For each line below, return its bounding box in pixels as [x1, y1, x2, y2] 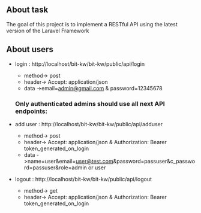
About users [6, 44, 54, 54]
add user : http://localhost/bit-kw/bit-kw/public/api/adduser [14, 120, 163, 127]
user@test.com [76, 157, 114, 165]
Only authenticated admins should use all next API [14, 99, 165, 108]
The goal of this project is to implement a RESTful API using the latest [6, 20, 178, 28]
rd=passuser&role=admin [23, 164, 87, 171]
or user [88, 164, 106, 171]
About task [6, 5, 49, 15]
